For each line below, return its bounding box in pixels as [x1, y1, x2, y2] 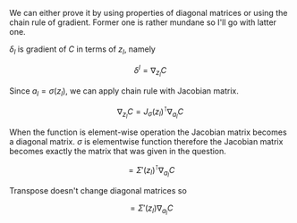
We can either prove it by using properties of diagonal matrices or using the [9, 8, 288, 18]
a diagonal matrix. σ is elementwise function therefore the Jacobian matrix [9, 136, 284, 147]
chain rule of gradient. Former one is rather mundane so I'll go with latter [9, 17, 277, 28]
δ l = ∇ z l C [133, 62, 167, 78]
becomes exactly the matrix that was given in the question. [9, 146, 226, 157]
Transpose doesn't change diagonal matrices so [9, 185, 188, 195]
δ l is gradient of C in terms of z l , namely [9, 44, 157, 56]
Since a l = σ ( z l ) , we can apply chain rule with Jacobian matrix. [9, 85, 239, 98]
